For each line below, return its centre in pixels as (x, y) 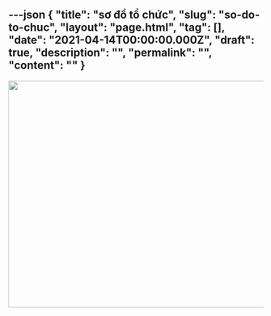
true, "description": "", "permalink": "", (110, 53)
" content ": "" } (47, 65)
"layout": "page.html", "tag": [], (142, 28)
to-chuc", (33, 28)
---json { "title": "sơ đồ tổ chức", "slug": (112, 15)
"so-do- (239, 15)
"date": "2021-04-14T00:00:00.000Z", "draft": (131, 40)
